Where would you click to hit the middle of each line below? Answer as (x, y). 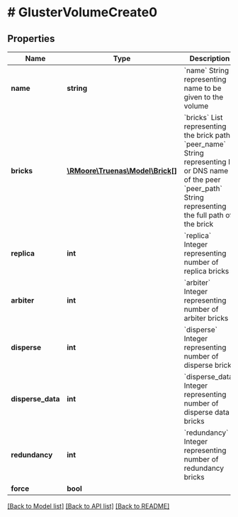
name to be (203, 88)
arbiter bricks (206, 318)
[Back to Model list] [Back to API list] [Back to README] (89, 506)
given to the (204, 97)
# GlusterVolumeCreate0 (83, 12)
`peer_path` (203, 189)
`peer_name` (205, 144)
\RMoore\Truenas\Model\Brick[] (122, 171)
